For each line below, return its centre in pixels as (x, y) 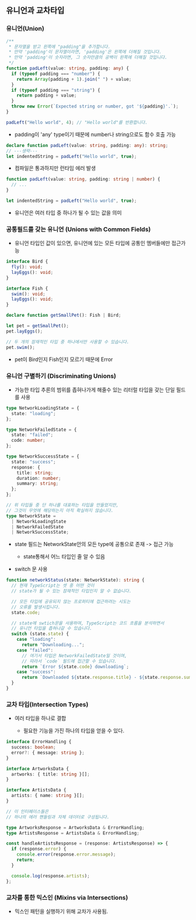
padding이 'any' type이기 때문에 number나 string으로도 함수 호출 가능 (95, 134)
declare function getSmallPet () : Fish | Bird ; (64, 315)
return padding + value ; (47, 95)
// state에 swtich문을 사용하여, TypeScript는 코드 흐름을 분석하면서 (88, 623)
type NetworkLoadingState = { (43, 408)
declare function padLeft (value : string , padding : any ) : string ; (87, 145)
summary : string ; (38, 484)
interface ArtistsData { (36, 790)
